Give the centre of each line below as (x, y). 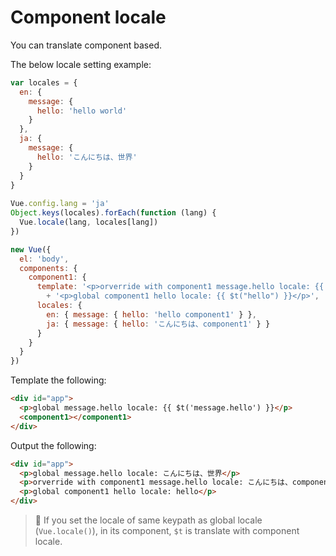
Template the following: (58, 380)
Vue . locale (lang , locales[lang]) (89, 222)
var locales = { (44, 82)
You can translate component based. (86, 45)
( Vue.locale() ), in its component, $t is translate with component (167, 531)
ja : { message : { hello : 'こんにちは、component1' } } (158, 324)
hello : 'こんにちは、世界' (87, 157)
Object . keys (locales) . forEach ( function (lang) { (113, 213)
